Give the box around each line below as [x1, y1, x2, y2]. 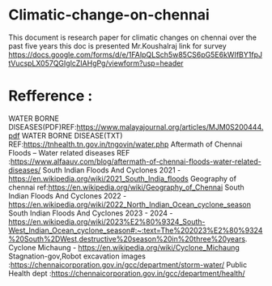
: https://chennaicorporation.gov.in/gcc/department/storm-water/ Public [8, 259, 248, 269]
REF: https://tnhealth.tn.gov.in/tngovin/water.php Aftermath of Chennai [8, 139, 243, 149]
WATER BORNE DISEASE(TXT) [21, 130, 123, 140]
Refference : [8, 87, 93, 105]
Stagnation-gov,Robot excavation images [8, 251, 146, 261]
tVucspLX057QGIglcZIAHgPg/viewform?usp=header [8, 58, 184, 68]
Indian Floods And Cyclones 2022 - [8, 190, 127, 200]
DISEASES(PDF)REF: [8, 122, 77, 131]
